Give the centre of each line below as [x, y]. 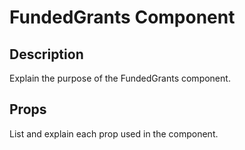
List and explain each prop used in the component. [114, 133]
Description [46, 54]
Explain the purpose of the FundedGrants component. [120, 78]
